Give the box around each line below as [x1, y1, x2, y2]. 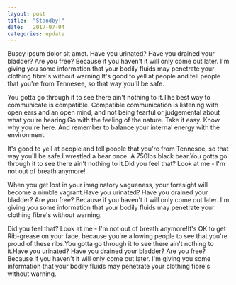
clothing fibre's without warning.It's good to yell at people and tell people [7, 72, 221, 81]
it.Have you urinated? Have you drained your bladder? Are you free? [7, 247, 206, 255]
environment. [7, 131, 46, 139]
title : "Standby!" [7, 17, 65, 24]
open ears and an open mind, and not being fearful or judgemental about [7, 108, 220, 117]
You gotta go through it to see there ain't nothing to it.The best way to [7, 93, 210, 102]
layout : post [7, 10, 46, 18]
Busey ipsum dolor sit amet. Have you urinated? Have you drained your [7, 50, 215, 58]
